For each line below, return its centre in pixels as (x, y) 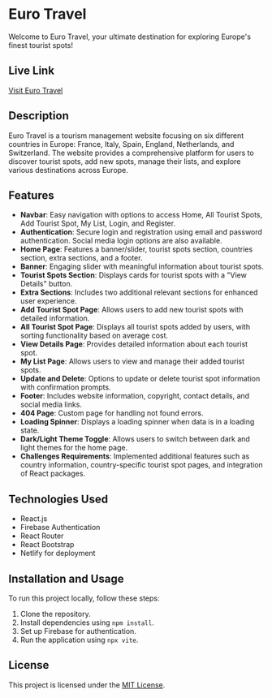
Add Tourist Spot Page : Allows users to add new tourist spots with (132, 310)
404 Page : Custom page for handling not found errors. (112, 413)
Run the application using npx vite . (79, 640)
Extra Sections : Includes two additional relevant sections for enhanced (139, 292)
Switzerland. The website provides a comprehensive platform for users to (131, 153)
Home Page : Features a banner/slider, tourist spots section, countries (136, 249)
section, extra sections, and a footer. (81, 258)
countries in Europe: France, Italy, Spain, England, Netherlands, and (121, 144)
